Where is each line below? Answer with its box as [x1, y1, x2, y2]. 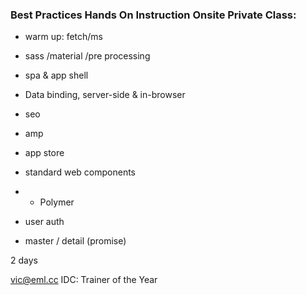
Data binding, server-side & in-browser [24, 89, 186, 101]
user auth [24, 216, 65, 228]
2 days [10, 254, 38, 267]
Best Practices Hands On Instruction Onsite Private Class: [10, 8, 297, 22]
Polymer [39, 196, 75, 208]
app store [24, 147, 65, 159]
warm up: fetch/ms [24, 31, 103, 43]
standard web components [24, 166, 136, 178]
